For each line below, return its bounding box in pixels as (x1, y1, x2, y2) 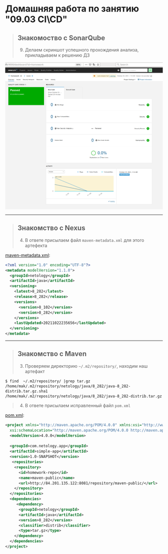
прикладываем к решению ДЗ (24, 52, 90, 58)
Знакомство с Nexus (17, 224, 85, 232)
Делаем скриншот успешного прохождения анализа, (24, 47, 139, 53)
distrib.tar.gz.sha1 (5, 389, 48, 394)
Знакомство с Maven (17, 350, 86, 358)
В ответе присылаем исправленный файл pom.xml (24, 402, 131, 408)
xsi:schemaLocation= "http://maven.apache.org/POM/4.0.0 (9, 428, 128, 433)
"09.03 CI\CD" (5, 14, 67, 25)
